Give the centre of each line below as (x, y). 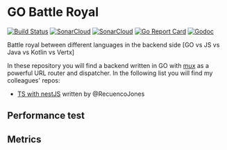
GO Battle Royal (53, 12)
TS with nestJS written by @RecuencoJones (81, 94)
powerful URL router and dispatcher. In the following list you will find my (110, 73)
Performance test (46, 116)
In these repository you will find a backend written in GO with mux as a (108, 65)
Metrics (24, 139)
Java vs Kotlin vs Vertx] (41, 52)
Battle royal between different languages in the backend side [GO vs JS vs (113, 44)
